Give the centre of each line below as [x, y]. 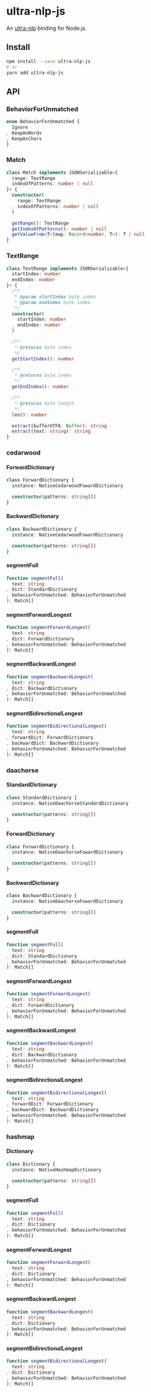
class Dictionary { [31, 1164]
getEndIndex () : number [40, 387]
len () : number [29, 415]
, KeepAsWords [24, 133]
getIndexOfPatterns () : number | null [59, 229]
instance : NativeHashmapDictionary [57, 1170]
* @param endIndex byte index [52, 302]
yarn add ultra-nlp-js [35, 73]
